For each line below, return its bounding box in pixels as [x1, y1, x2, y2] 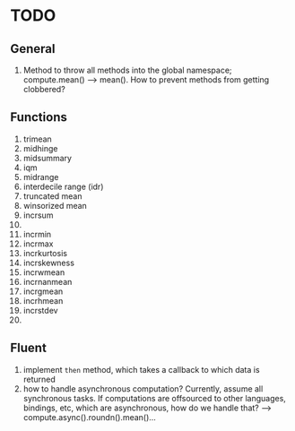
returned [22, 374, 56, 384]
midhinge [22, 142, 58, 153]
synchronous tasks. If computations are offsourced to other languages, [22, 392, 286, 403]
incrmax [22, 238, 54, 249]
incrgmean [22, 286, 64, 297]
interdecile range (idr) [22, 181, 104, 192]
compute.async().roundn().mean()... [22, 411, 156, 422]
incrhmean [22, 295, 64, 306]
